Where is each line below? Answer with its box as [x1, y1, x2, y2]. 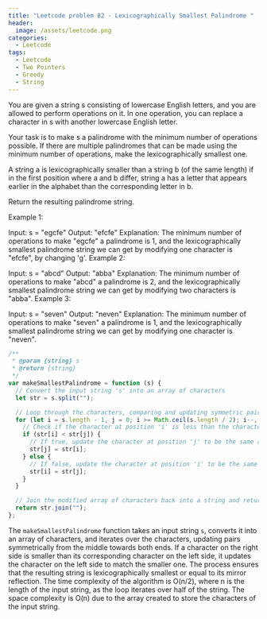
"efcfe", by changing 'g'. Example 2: [8, 253, 126, 262]
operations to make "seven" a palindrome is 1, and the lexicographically [8, 317, 242, 327]
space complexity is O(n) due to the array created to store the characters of [8, 593, 257, 602]
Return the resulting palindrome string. [8, 196, 135, 207]
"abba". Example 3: [8, 293, 72, 303]
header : [8, 19, 34, 27]
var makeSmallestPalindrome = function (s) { [8, 379, 161, 387]
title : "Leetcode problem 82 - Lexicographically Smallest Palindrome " [8, 11, 254, 20]
